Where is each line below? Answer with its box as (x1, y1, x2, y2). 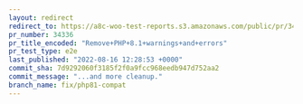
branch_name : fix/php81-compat (8, 80, 127, 90)
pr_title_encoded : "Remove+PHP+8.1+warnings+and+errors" (8, 38, 228, 48)
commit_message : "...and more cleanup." (8, 72, 164, 81)
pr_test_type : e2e (8, 47, 78, 56)
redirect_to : (8, 22, 58, 31)
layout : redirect (8, 13, 74, 23)
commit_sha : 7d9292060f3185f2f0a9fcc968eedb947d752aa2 (8, 64, 220, 73)
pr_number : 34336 (8, 30, 74, 39)
